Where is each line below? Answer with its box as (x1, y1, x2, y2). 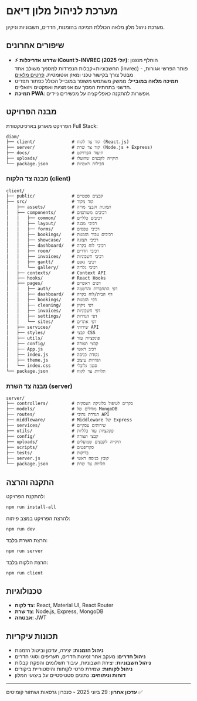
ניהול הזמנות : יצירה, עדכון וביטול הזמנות (14, 646, 104, 654)
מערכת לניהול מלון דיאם (6, 4, 118, 18)
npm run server (6, 548, 43, 554)
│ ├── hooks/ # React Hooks (6, 275, 107, 281)
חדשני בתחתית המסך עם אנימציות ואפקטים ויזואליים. (14, 83, 132, 90)
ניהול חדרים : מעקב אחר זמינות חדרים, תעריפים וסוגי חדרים (14, 653, 146, 660)
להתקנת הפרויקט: (6, 492, 46, 499)
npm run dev (6, 526, 35, 532)
